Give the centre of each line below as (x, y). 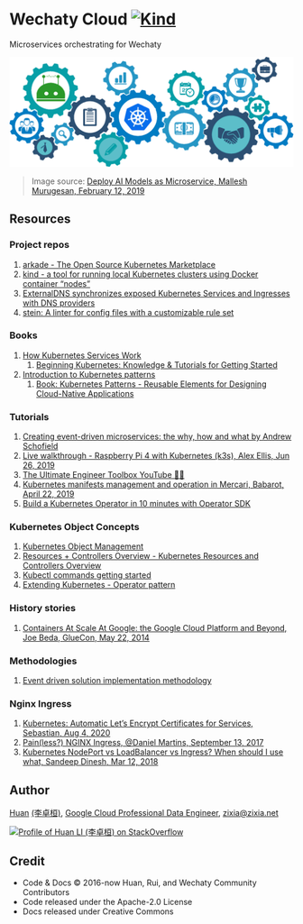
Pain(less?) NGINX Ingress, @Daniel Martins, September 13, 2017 (143, 743)
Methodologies (43, 661)
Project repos (40, 245)
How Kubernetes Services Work (82, 355)
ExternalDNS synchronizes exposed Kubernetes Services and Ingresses (156, 293)
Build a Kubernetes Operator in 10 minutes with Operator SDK (136, 504)
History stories (43, 608)
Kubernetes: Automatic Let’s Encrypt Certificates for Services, (138, 723)
